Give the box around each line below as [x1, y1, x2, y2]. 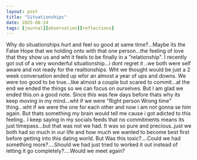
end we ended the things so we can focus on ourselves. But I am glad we [6, 85, 183, 92]
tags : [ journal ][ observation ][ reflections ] [6, 25, 115, 31]
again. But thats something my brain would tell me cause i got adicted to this [6, 110, 191, 117]
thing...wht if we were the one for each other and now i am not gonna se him [6, 104, 191, 111]
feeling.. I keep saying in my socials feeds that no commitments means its [6, 116, 185, 124]
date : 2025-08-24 [6, 19, 49, 25]
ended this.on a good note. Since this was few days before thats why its [6, 91, 181, 98]
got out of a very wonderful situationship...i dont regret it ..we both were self [6, 60, 191, 67]
